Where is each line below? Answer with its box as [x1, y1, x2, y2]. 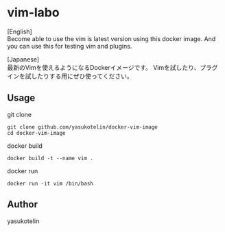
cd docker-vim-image [7, 129, 67, 136]
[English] [7, 27, 32, 36]
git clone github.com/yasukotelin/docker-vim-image [7, 123, 158, 131]
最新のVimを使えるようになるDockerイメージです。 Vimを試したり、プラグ [7, 63, 218, 71]
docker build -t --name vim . [7, 155, 94, 162]
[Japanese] [7, 55, 40, 63]
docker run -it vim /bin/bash [7, 180, 94, 187]
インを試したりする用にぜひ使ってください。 [7, 72, 133, 80]
